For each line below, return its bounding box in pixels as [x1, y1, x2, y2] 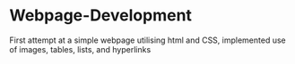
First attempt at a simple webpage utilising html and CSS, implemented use [9, 35, 286, 45]
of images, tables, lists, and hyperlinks [9, 44, 152, 54]
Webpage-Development [9, 5, 193, 26]
